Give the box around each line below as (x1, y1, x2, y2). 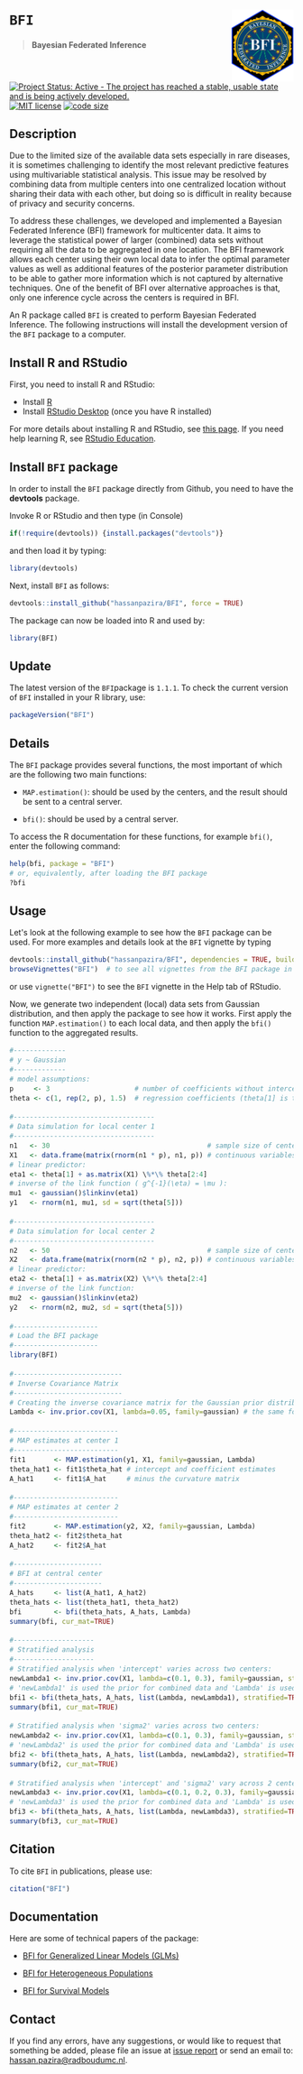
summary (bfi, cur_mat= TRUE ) (9, 1617, 115, 1626)
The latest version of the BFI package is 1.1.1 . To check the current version (9, 682, 289, 694)
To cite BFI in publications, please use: (9, 1866, 152, 1876)
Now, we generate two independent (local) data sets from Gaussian (9, 999, 260, 1009)
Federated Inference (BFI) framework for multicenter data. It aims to (9, 226, 262, 236)
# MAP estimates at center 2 (9, 1503, 119, 1512)
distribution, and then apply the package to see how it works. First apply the (9, 1009, 292, 1019)
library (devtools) (9, 564, 78, 573)
